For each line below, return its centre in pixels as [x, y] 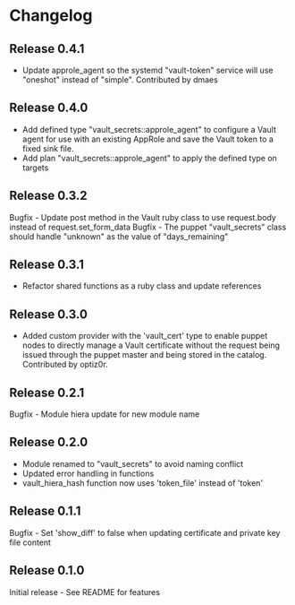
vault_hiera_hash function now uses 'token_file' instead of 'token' [143, 483]
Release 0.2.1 [47, 392]
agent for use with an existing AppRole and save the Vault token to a [148, 139]
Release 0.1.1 [45, 511]
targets [35, 168]
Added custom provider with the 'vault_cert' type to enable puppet [145, 336]
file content [30, 542]
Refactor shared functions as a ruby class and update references [142, 286]
